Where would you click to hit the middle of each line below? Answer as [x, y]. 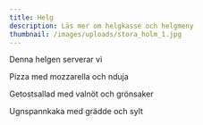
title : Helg [31, 17]
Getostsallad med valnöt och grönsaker [81, 94]
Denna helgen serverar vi [56, 60]
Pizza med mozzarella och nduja [69, 77]
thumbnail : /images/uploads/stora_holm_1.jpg [95, 34]
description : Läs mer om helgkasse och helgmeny [101, 26]
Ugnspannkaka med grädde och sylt [76, 112]
